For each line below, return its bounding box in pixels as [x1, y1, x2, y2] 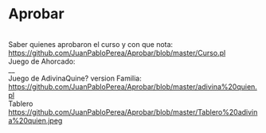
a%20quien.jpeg [8, 115, 63, 125]
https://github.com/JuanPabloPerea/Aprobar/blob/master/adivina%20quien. [8, 81, 257, 92]
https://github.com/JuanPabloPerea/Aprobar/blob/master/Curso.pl [8, 48, 226, 57]
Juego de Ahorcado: [8, 57, 76, 66]
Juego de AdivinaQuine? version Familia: [8, 73, 142, 83]
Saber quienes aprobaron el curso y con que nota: [8, 39, 174, 49]
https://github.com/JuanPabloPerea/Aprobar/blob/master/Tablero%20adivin [8, 107, 258, 116]
